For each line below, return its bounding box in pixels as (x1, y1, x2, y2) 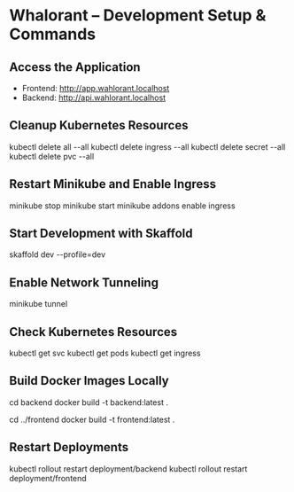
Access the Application (9, 59, 141, 74)
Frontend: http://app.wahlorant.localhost (21, 83, 170, 93)
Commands (9, 24, 97, 44)
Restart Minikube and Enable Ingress (9, 176, 217, 191)
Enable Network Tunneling (9, 275, 159, 290)
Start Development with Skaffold (9, 226, 193, 241)
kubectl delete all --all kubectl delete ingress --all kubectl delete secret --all (9, 141, 286, 152)
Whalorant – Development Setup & (9, 5, 267, 26)
